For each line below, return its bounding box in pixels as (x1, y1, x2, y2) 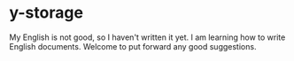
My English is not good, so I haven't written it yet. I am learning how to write (9, 32, 286, 42)
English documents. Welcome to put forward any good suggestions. (9, 41, 257, 51)
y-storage (9, 3, 84, 23)
